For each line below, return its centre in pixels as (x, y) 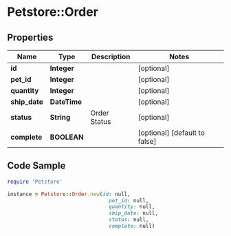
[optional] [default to (171, 133)
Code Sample (36, 166)
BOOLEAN (67, 137)
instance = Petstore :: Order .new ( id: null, (69, 194)
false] (147, 141)
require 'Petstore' (35, 182)
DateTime (66, 102)
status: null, (129, 220)
